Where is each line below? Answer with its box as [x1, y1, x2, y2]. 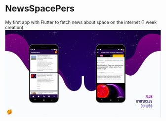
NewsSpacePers [5, 3, 75, 14]
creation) [5, 24, 24, 30]
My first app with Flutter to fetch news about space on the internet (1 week [5, 19, 157, 25]
